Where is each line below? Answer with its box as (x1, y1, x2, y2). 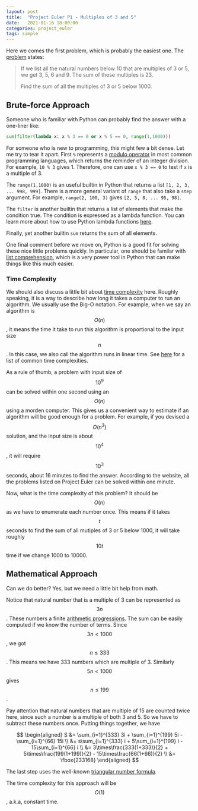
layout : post (6, 8, 39, 15)
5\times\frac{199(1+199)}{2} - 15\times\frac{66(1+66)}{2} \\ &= (23, 750, 176, 757)
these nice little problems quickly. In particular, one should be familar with (6, 247, 186, 254)
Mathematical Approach (6, 569, 98, 579)
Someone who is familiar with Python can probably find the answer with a (6, 115, 186, 122)
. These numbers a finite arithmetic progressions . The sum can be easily (6, 615, 183, 622)
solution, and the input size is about (6, 432, 93, 440)
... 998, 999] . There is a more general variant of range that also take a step (6, 187, 192, 194)
